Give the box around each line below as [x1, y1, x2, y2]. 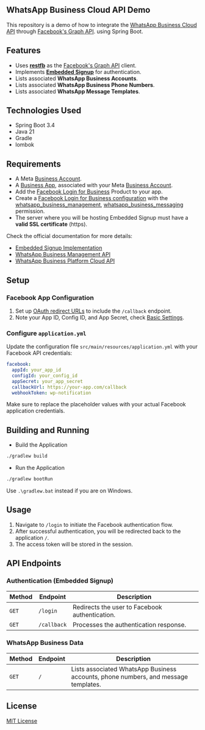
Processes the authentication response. [72, 620, 187, 629]
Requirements [6, 158, 61, 169]
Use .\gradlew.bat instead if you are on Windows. [6, 487, 133, 494]
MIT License [6, 717, 38, 724]
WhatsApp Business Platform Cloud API [15, 257, 115, 265]
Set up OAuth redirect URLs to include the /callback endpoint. [15, 307, 172, 315]
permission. [15, 207, 45, 215]
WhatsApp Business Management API [15, 251, 111, 258]
